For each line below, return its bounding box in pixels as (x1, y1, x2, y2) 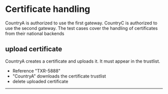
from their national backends (5, 30, 64, 36)
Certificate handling (5, 3, 90, 15)
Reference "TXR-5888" (12, 68, 61, 74)
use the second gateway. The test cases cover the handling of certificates (5, 25, 158, 31)
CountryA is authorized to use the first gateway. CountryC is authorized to (5, 20, 157, 26)
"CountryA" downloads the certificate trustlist (12, 73, 106, 79)
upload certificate (5, 45, 62, 53)
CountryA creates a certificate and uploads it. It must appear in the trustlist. (5, 58, 160, 64)
